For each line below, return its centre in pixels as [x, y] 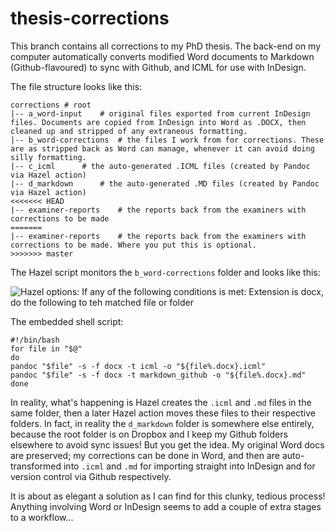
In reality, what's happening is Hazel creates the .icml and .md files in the [161, 402]
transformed [36, 466]
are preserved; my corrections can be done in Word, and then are [145, 455]
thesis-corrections [90, 18]
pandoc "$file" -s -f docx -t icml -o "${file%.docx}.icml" [138, 366]
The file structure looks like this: [76, 86]
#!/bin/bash [35, 340]
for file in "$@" [46, 348]
